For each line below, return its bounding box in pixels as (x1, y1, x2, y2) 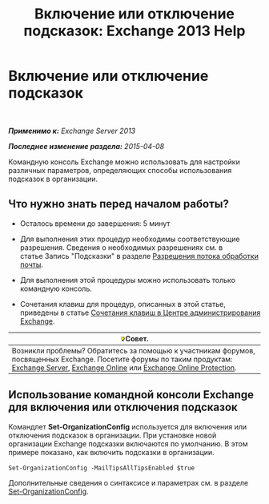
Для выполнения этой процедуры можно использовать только (19, 275, 236, 284)
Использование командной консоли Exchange (8, 388, 255, 401)
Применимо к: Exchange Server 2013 (8, 126, 136, 135)
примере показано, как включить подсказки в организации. (8, 447, 215, 457)
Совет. (125, 334, 150, 344)
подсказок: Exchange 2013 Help (23, 22, 246, 40)
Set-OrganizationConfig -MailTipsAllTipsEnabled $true (8, 464, 195, 472)
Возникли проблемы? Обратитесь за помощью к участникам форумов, (11, 345, 255, 355)
